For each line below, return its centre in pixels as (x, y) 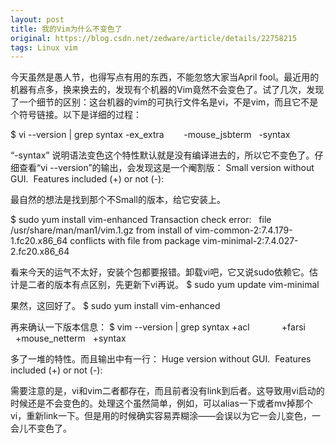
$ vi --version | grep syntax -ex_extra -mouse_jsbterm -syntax (150, 135)
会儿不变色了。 (41, 428)
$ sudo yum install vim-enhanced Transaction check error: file (141, 220)
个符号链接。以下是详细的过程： (76, 115)
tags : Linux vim (44, 47)
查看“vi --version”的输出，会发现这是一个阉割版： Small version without (166, 168)
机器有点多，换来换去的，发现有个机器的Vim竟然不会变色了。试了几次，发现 (167, 90)
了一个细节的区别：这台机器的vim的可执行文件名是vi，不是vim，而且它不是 (164, 102)
